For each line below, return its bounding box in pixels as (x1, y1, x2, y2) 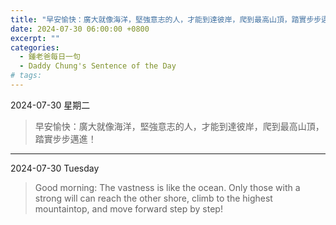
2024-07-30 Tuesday (10, 162, 100, 174)
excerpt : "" (10, 33, 60, 43)
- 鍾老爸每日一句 (19, 52, 81, 62)
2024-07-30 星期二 (10, 99, 91, 111)
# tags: (10, 71, 43, 81)
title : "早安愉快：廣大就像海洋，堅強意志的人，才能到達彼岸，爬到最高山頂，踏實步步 (10, 14, 322, 25)
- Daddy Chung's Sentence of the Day (19, 61, 177, 71)
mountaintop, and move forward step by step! (34, 202, 223, 215)
